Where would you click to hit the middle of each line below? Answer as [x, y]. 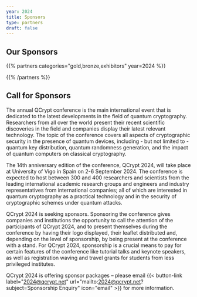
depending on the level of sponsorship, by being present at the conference [96, 239]
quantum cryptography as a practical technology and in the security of [91, 196]
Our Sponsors [32, 51]
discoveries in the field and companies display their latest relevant [86, 129]
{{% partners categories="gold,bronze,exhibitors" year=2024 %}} [86, 66]
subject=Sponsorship [32, 288]
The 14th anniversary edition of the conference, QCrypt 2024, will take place [98, 165]
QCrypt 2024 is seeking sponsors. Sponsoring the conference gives [89, 214]
